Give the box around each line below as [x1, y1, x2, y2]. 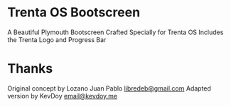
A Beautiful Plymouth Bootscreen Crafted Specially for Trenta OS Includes [7, 28, 224, 36]
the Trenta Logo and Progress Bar [7, 35, 107, 44]
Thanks [7, 61, 53, 77]
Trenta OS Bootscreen [7, 4, 141, 21]
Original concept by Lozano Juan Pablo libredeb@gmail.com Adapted [7, 83, 212, 93]
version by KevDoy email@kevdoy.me [7, 91, 118, 100]
